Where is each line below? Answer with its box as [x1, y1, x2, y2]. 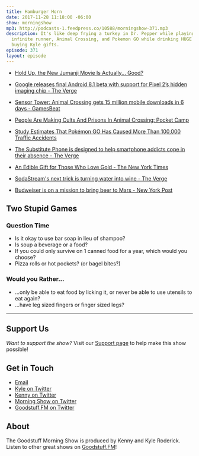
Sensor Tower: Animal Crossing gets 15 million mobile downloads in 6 [14, 99, 184, 106]
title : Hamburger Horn [6, 8, 62, 15]
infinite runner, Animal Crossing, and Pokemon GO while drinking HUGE [11, 36, 192, 42]
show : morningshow [6, 20, 52, 26]
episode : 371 [6, 47, 38, 53]
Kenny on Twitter [14, 391, 57, 398]
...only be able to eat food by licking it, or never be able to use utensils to [14, 289, 192, 296]
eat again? [14, 294, 40, 302]
